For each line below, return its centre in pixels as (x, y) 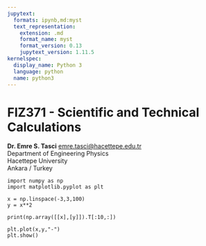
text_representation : (45, 26)
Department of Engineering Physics (58, 154)
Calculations (44, 127)
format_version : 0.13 (51, 46)
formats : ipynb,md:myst (48, 20)
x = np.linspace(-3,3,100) (46, 199)
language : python (38, 71)
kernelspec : (24, 59)
